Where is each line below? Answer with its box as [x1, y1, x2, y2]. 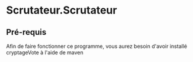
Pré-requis [6, 27, 47, 37]
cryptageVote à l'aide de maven [6, 49, 84, 56]
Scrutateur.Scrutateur [6, 4, 117, 17]
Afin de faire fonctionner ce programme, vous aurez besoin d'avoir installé [6, 43, 188, 50]
